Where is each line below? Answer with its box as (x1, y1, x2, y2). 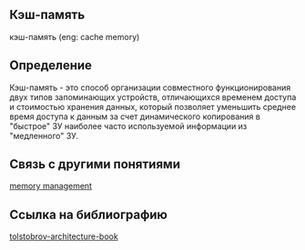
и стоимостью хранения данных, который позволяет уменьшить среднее (9, 101, 297, 112)
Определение (9, 58, 93, 74)
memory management (9, 181, 93, 192)
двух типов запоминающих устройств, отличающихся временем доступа (9, 91, 297, 103)
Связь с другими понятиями (9, 156, 180, 172)
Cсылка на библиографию (9, 206, 168, 222)
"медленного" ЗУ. (9, 130, 79, 141)
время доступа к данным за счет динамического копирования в (9, 111, 261, 122)
